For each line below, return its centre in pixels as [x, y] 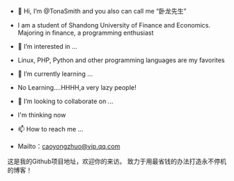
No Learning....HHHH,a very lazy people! [77, 87]
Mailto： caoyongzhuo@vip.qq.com [69, 146]
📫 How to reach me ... [50, 129]
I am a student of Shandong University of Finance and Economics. [114, 25]
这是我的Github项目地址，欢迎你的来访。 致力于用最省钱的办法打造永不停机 [117, 161]
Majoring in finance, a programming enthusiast [86, 33]
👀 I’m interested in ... [47, 46]
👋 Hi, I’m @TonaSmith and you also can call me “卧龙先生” [102, 11]
